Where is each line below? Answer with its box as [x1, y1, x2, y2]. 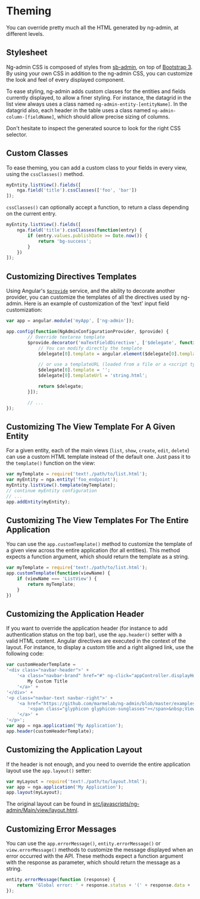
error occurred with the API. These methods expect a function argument [6, 852, 183, 860]
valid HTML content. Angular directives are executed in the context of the [6, 637, 186, 645]
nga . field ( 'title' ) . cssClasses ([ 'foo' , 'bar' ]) [17, 187, 137, 193]
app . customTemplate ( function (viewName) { [6, 570, 111, 576]
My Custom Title [27, 678, 68, 684]
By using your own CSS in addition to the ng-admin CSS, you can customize [6, 70, 193, 77]
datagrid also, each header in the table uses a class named [6, 106, 151, 114]
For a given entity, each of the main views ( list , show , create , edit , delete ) [6, 447, 190, 454]
